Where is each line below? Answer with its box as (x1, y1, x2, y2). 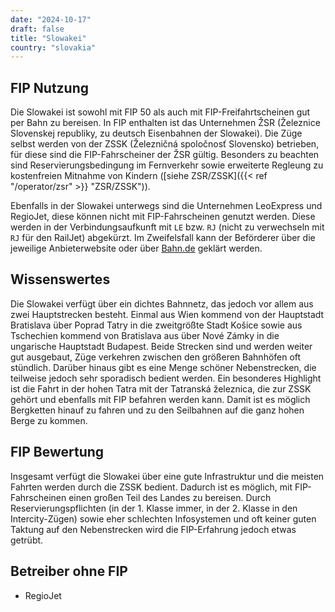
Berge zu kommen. (10, 414, 88, 426)
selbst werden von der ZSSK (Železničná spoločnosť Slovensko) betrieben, (10, 138, 320, 150)
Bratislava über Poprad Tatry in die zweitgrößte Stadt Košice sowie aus (10, 319, 303, 331)
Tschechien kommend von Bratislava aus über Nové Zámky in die (10, 329, 280, 341)
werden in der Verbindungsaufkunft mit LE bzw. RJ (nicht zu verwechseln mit (10, 221, 325, 233)
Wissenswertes (10, 271, 111, 288)
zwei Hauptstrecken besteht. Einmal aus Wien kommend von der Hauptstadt (10, 308, 325, 320)
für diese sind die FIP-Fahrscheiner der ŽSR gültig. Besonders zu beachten (10, 149, 320, 161)
